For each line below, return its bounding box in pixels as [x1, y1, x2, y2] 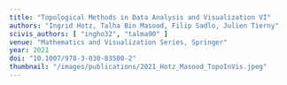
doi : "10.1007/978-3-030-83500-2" [9, 54, 137, 63]
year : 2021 [9, 46, 50, 55]
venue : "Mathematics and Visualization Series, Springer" [9, 37, 228, 47]
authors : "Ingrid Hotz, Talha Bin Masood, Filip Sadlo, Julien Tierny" [9, 21, 279, 30]
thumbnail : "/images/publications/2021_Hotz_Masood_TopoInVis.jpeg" [9, 63, 268, 72]
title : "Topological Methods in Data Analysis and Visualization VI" [9, 12, 272, 22]
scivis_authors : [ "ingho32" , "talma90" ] [9, 29, 168, 38]
